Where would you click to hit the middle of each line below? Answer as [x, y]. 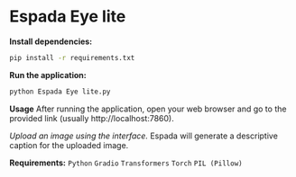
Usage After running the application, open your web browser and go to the [148, 109]
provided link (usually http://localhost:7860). [92, 118]
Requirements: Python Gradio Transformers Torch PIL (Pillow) [126, 163]
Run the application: [48, 75]
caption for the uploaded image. [69, 145]
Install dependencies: [51, 41]
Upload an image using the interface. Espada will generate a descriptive [143, 136]
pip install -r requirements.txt [72, 58]
